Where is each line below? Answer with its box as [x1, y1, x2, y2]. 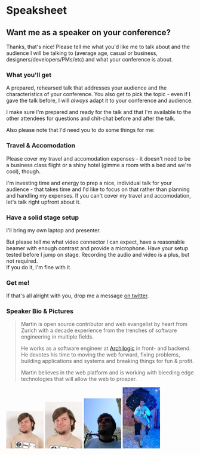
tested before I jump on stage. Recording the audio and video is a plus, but [6, 251, 190, 258]
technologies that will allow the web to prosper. [20, 376, 137, 383]
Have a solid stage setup [6, 213, 79, 222]
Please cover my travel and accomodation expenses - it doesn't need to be [6, 155, 191, 162]
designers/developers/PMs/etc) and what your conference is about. [6, 56, 173, 63]
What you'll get [6, 70, 52, 79]
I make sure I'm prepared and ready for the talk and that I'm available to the [6, 109, 192, 116]
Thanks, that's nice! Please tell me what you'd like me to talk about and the [6, 43, 190, 50]
